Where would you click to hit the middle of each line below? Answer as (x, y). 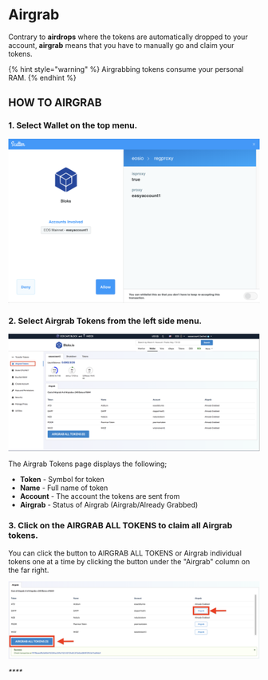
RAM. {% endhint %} (43, 77)
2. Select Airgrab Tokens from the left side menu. (105, 321)
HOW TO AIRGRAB (55, 103)
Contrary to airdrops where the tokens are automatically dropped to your (128, 37)
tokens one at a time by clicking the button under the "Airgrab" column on (129, 561)
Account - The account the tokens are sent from (100, 496)
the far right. (29, 570)
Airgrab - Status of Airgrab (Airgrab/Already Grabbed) (109, 505)
